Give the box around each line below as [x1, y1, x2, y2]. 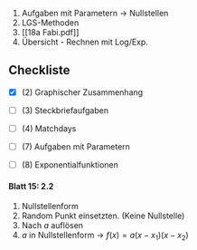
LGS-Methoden [21, 17, 80, 28]
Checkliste [8, 62, 70, 78]
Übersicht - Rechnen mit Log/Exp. [21, 36, 148, 47]
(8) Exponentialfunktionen [21, 159, 119, 170]
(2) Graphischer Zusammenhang [21, 86, 144, 98]
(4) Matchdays [21, 122, 77, 134]
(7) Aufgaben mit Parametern [21, 141, 130, 152]
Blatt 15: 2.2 [8, 180, 54, 191]
